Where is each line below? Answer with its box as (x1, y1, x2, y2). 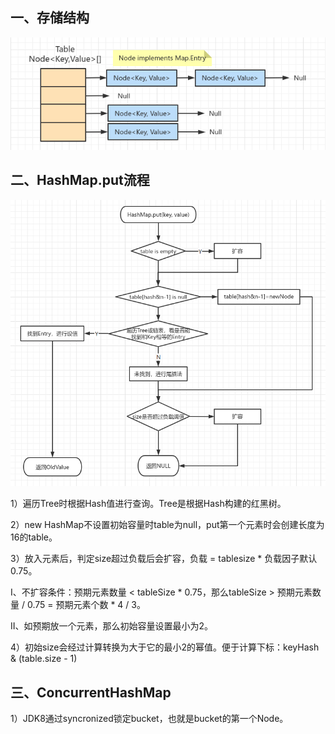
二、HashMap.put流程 (10, 172, 150, 189)
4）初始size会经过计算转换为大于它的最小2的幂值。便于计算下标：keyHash (10, 641, 320, 653)
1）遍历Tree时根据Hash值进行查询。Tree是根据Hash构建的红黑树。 (10, 498, 287, 510)
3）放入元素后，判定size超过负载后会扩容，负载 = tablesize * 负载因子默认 (10, 553, 318, 565)
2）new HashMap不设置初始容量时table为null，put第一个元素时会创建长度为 (10, 519, 325, 531)
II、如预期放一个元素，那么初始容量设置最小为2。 (10, 620, 214, 632)
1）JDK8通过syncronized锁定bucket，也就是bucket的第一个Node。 (10, 713, 289, 725)
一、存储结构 (10, 9, 90, 27)
